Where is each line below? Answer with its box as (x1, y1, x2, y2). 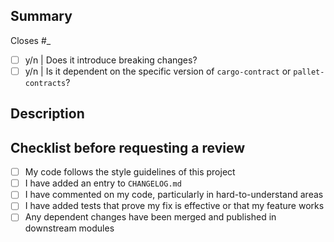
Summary (10, 8, 73, 25)
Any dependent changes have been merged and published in (24, 211, 277, 223)
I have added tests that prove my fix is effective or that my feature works (24, 200, 325, 212)
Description (10, 105, 85, 123)
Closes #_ (10, 34, 52, 46)
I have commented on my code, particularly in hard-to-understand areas (24, 189, 324, 201)
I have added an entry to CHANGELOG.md (24, 177, 182, 189)
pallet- (293, 67, 325, 77)
